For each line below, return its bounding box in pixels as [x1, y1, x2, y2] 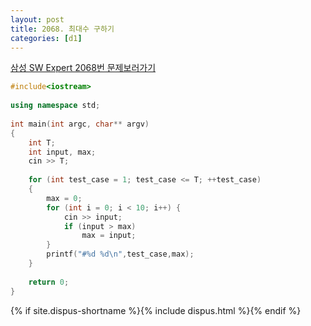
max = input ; [81, 231, 137, 241]
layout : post [10, 14, 65, 25]
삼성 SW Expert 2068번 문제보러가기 [10, 62, 157, 74]
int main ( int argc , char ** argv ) [10, 119, 150, 129]
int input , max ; [28, 147, 97, 157]
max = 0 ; [46, 193, 83, 203]
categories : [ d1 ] [10, 33, 83, 43]
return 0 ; [28, 277, 70, 287]
